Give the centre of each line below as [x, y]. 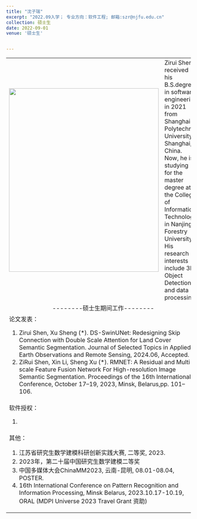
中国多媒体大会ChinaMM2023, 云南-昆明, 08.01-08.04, [97, 470]
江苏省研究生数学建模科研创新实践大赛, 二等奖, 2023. [92, 453]
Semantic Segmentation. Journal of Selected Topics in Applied [105, 348]
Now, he [176, 158]
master [174, 180]
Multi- [185, 362]
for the [174, 173]
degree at [178, 187]
